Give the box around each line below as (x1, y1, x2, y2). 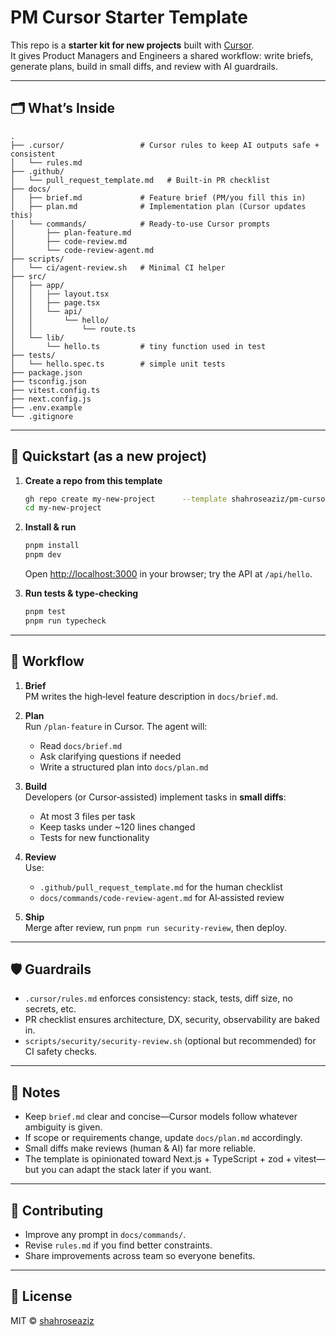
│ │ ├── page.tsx (10, 297, 101, 308)
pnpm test (24, 607, 67, 617)
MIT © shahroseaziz (10, 1314, 95, 1326)
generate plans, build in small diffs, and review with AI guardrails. (10, 60, 278, 72)
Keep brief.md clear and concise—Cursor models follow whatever (24, 1111, 298, 1123)
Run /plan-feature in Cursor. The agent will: (24, 720, 208, 732)
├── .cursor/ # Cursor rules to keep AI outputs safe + (10, 140, 320, 150)
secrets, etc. (24, 1003, 77, 1015)
